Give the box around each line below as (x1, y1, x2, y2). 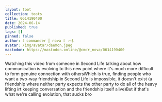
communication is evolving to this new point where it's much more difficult (5, 65, 154, 71)
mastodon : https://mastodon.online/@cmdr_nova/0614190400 (5, 47, 125, 52)
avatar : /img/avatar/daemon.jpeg (5, 43, 73, 48)
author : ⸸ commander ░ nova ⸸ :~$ (5, 38, 74, 43)
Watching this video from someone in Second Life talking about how (5, 61, 142, 66)
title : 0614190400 (5, 16, 42, 21)
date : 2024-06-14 (5, 20, 40, 25)
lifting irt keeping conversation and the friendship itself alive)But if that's (5, 86, 149, 92)
